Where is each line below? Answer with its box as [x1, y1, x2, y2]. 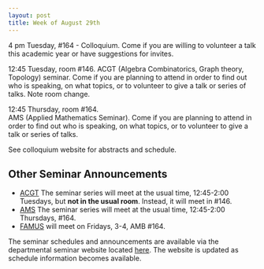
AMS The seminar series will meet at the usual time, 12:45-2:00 [19, 205, 226, 215]
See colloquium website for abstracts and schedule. [8, 145, 177, 154]
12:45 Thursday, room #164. [8, 104, 99, 114]
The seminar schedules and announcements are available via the [8, 237, 219, 246]
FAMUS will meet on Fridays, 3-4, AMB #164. [19, 222, 165, 231]
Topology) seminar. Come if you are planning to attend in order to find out [8, 72, 247, 82]
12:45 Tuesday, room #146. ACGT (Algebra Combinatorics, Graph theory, [8, 64, 244, 73]
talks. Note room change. [8, 89, 91, 98]
